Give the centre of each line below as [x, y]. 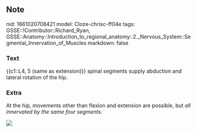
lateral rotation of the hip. [37, 78]
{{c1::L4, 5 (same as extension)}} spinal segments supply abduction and [94, 71]
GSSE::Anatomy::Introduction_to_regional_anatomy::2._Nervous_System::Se [99, 36]
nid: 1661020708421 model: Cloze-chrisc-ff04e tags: [71, 24]
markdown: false [108, 43]
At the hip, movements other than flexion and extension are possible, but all [99, 105]
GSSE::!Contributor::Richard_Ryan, [48, 30]
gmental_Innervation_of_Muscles [47, 43]
